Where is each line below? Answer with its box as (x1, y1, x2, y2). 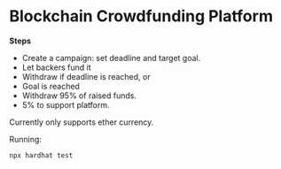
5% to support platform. (21, 99, 110, 110)
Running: (9, 134, 43, 144)
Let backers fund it (21, 62, 91, 73)
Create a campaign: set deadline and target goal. (21, 52, 201, 63)
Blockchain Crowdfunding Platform (9, 6, 273, 27)
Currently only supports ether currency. (9, 117, 154, 127)
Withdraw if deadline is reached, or (21, 71, 151, 81)
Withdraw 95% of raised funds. (21, 90, 137, 101)
